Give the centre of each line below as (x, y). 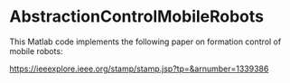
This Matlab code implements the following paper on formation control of (145, 41)
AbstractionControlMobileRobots (137, 17)
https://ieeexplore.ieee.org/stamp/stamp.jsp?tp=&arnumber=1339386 (139, 69)
